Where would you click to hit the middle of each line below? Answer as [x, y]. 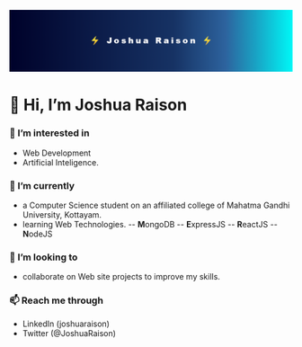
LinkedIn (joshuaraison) [66, 324]
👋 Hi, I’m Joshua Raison [98, 105]
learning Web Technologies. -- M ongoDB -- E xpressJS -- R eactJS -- [150, 225]
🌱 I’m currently [42, 185]
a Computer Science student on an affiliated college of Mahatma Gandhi [156, 205]
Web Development [57, 153]
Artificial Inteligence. [60, 162]
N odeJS [37, 234]
